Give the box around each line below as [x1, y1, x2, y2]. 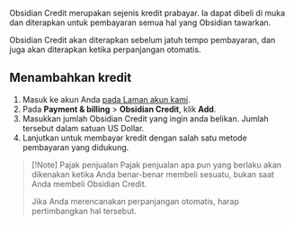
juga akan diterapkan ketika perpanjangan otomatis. [9, 44, 201, 55]
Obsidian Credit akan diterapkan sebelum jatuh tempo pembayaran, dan [9, 35, 276, 45]
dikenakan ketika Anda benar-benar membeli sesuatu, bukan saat [31, 168, 274, 179]
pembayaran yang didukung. [22, 141, 129, 152]
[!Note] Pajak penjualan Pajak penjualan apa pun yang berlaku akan [31, 159, 281, 170]
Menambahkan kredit [9, 70, 132, 85]
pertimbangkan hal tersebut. [31, 205, 137, 216]
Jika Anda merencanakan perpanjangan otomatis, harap [31, 195, 240, 206]
